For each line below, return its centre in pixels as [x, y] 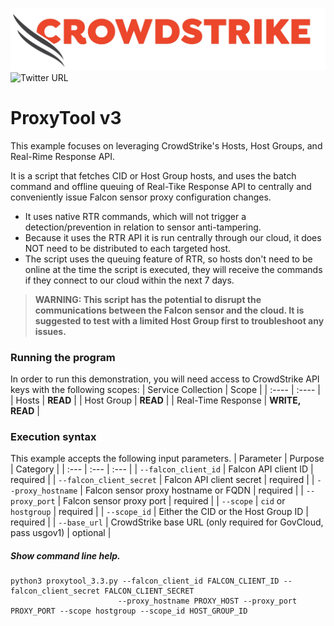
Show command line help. [65, 556]
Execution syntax [53, 437]
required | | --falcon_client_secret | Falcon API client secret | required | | [162, 480]
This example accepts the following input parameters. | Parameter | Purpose [167, 459]
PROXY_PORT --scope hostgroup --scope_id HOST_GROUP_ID [129, 611]
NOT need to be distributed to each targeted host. [128, 248]
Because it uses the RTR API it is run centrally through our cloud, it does [173, 237]
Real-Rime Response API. [63, 156]
